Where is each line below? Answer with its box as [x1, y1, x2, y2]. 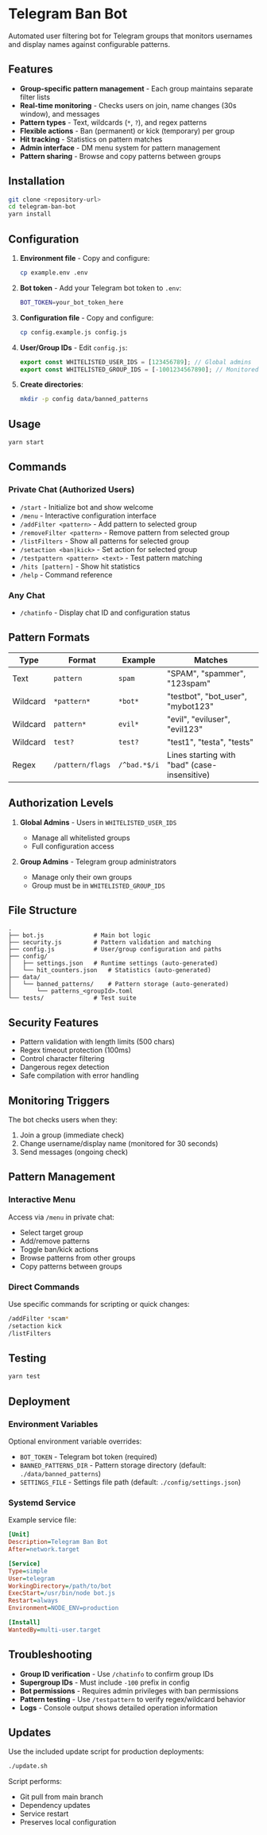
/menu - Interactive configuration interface [19, 511, 157, 520]
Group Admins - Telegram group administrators [19, 857, 177, 866]
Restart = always [8, 1596, 59, 1605]
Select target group [19, 1227, 83, 1237]
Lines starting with [166, 749, 236, 760]
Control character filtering [19, 1054, 105, 1063]
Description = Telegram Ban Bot [8, 1538, 109, 1546]
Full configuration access [31, 841, 114, 851]
